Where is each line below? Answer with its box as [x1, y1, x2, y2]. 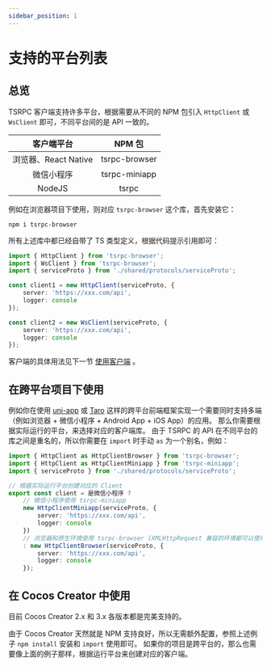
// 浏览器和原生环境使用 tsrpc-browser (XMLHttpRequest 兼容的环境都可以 [23, 534, 254, 542]
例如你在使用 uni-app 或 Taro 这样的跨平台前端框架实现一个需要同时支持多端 [8, 406, 262, 415]
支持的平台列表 [8, 49, 108, 67]
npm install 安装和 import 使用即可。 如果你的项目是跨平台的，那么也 [17, 639, 250, 648]
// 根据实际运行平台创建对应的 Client [8, 482, 123, 490]
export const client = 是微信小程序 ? [8, 489, 131, 497]
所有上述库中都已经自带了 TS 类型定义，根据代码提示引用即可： [8, 235, 219, 245]
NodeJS [37, 183, 69, 194]
